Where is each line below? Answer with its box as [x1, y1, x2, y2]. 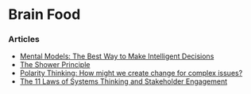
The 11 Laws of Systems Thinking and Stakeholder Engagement [19, 77, 228, 86]
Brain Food [8, 6, 81, 24]
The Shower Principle [19, 60, 91, 70]
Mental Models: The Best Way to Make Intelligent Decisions [19, 51, 214, 61]
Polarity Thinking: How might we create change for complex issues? [19, 69, 243, 78]
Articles [8, 34, 40, 45]
